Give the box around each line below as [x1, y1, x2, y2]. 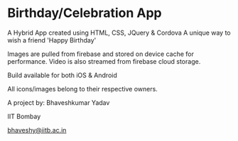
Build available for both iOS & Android [7, 71, 117, 79]
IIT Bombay [7, 112, 41, 120]
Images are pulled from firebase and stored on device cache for [7, 50, 194, 58]
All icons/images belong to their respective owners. [7, 84, 158, 93]
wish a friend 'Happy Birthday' [7, 35, 97, 44]
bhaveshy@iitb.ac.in [7, 125, 67, 134]
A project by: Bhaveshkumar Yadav [7, 98, 110, 107]
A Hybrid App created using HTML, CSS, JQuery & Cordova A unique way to [7, 28, 231, 37]
